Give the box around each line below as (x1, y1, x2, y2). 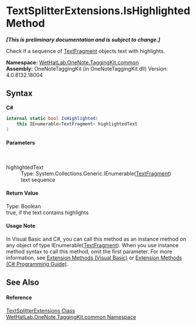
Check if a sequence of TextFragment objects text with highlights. (6, 47, 165, 54)
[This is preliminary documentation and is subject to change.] (6, 36, 160, 43)
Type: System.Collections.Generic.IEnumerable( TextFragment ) (21, 169, 171, 177)
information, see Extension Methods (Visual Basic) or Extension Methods (6, 254, 183, 261)
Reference (6, 294, 32, 301)
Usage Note (6, 222, 36, 229)
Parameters (6, 139, 35, 146)
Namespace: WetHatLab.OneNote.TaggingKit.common (6, 59, 139, 66)
